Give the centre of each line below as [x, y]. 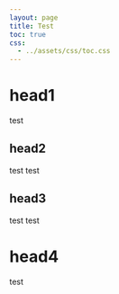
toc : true [28, 34]
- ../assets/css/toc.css [64, 51]
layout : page [34, 18]
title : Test [32, 26]
